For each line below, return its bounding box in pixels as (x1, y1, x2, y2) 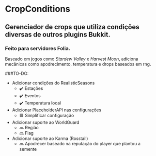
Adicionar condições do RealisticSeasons (12, 80, 95, 86)
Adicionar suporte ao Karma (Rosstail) (12, 135, 88, 141)
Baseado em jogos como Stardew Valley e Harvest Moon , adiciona (5, 56, 139, 62)
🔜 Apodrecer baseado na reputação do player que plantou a (19, 140, 140, 146)
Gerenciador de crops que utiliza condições (5, 23, 140, 31)
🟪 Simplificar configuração (19, 112, 74, 118)
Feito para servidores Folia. (5, 45, 71, 52)
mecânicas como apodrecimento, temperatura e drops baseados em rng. (5, 61, 151, 67)
